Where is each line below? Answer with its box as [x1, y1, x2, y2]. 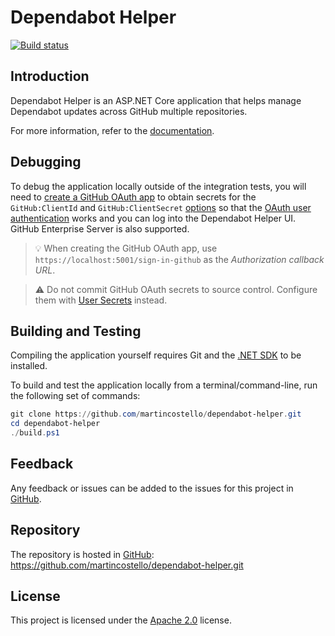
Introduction [10, 68, 90, 85]
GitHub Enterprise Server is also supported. [10, 222, 190, 235]
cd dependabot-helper [10, 419, 101, 429]
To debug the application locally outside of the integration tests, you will [10, 180, 307, 192]
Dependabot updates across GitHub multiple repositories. [10, 105, 248, 117]
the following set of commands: [10, 390, 141, 402]
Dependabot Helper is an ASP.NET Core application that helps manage [10, 94, 302, 106]
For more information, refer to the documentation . [10, 124, 215, 136]
